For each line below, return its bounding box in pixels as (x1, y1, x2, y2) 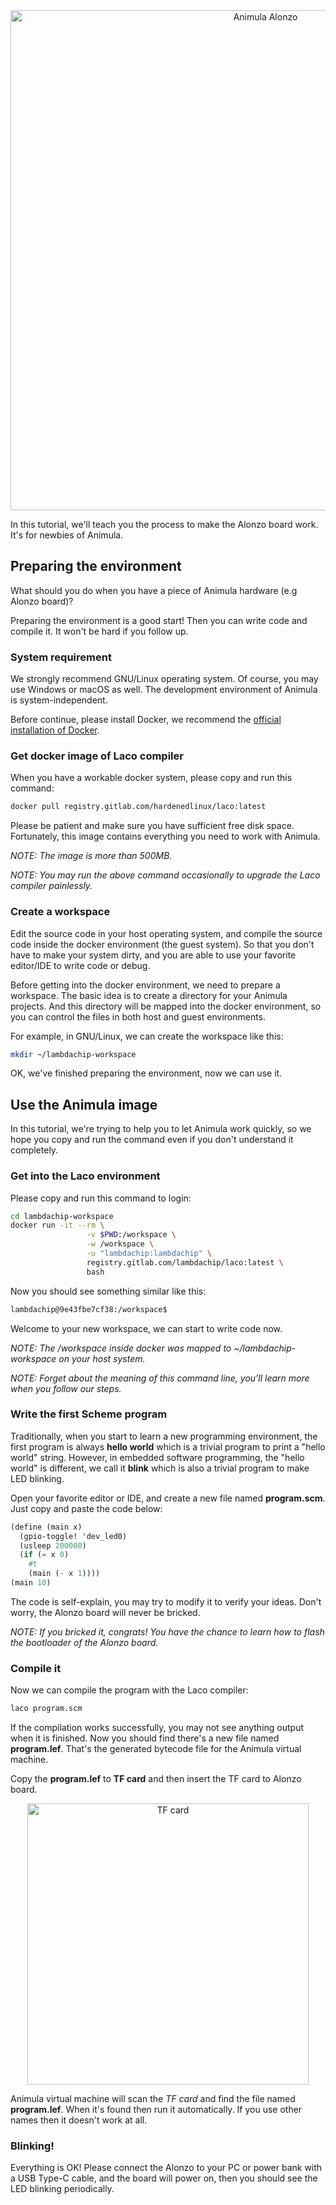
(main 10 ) (10, 1578, 52, 1588)
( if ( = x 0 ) (19, 1550, 70, 1560)
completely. (10, 1144, 59, 1156)
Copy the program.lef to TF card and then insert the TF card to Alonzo (10, 1773, 302, 1785)
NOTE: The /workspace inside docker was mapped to (10, 1342, 232, 1354)
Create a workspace (10, 905, 111, 919)
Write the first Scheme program (10, 1407, 168, 1421)
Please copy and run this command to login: (10, 1192, 192, 1204)
